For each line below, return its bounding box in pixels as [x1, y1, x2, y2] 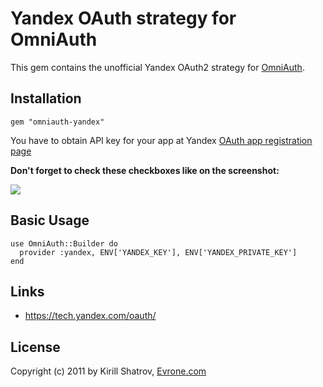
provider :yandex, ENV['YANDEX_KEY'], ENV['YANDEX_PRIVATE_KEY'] [19, 247, 298, 257]
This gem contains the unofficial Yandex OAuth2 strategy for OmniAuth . [10, 61, 305, 73]
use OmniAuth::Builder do [10, 238, 118, 249]
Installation [10, 90, 82, 107]
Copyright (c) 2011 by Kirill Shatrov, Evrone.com [10, 365, 207, 377]
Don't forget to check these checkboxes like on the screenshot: [10, 164, 280, 176]
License [10, 338, 61, 356]
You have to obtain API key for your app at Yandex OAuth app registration [10, 134, 313, 146]
